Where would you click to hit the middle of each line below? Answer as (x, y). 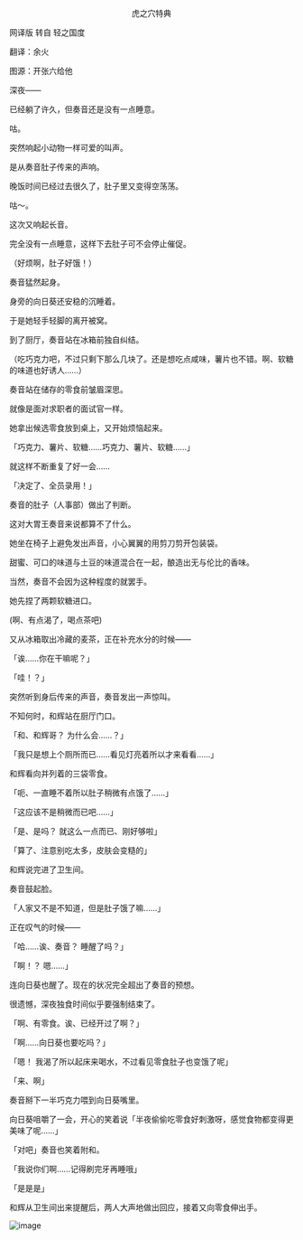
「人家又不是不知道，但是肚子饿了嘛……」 (87, 908)
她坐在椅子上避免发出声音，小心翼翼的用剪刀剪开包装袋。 (116, 543)
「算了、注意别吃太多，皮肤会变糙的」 (80, 850)
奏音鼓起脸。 (33, 889)
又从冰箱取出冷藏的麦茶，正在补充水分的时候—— (100, 639)
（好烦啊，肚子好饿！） (53, 263)
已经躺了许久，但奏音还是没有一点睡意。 (84, 109)
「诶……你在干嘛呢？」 (52, 658)
